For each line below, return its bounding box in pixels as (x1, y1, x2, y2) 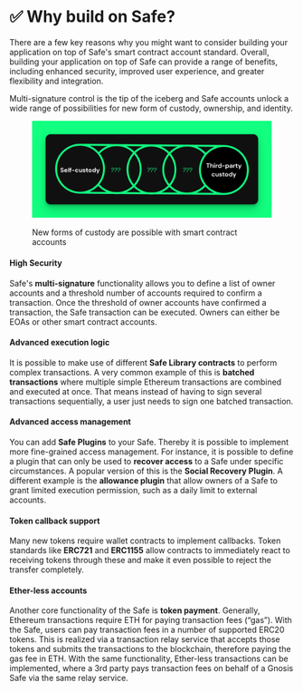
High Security (9, 257, 63, 268)
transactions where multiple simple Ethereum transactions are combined (9, 376, 282, 387)
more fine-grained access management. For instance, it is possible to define (9, 446, 294, 457)
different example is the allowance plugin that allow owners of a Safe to (9, 474, 279, 486)
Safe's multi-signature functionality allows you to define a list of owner (9, 278, 276, 288)
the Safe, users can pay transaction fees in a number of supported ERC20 (9, 624, 285, 636)
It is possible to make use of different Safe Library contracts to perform (9, 356, 278, 368)
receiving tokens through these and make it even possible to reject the (9, 555, 271, 566)
